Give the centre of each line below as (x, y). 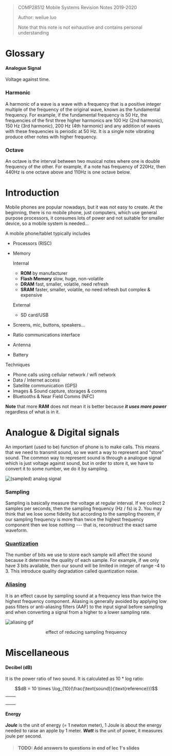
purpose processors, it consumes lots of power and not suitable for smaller (85, 218)
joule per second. (24, 736)
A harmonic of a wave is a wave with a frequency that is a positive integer (83, 104)
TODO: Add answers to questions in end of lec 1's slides (79, 748)
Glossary (25, 54)
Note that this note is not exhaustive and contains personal (80, 27)
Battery (21, 354)
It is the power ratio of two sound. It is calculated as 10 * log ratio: (75, 679)
